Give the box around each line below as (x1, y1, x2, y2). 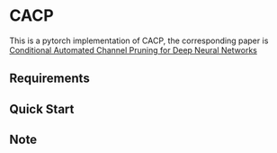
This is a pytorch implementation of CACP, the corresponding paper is (9, 35, 269, 46)
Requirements (9, 71, 90, 86)
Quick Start (9, 101, 75, 117)
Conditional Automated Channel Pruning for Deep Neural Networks (9, 44, 258, 55)
